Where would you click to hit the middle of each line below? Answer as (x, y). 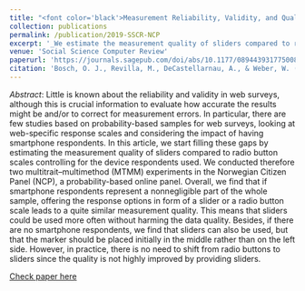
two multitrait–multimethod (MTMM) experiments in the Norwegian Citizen (148, 171)
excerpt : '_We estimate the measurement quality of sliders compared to (150, 43)
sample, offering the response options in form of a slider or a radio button (147, 200)
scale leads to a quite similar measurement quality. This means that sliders (148, 210)
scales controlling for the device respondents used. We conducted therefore (152, 162)
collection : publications (58, 26)
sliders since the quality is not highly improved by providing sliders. (135, 258)
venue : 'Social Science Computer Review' (89, 52)
